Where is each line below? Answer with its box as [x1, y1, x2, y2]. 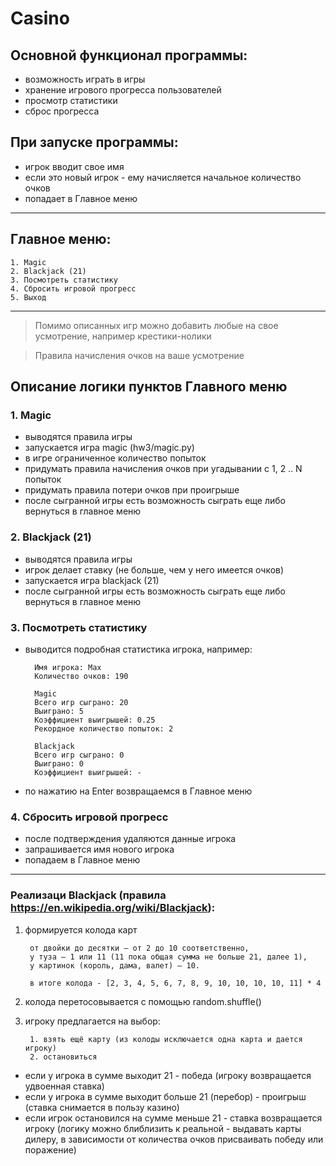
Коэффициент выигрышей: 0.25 [34, 715, 156, 725]
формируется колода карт [24, 923, 138, 936]
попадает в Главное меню [24, 192, 138, 204]
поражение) [24, 1143, 77, 1156]
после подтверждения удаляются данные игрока [24, 833, 237, 845]
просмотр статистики [24, 95, 118, 106]
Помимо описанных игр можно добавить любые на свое [34, 319, 279, 331]
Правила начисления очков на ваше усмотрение [34, 349, 245, 361]
